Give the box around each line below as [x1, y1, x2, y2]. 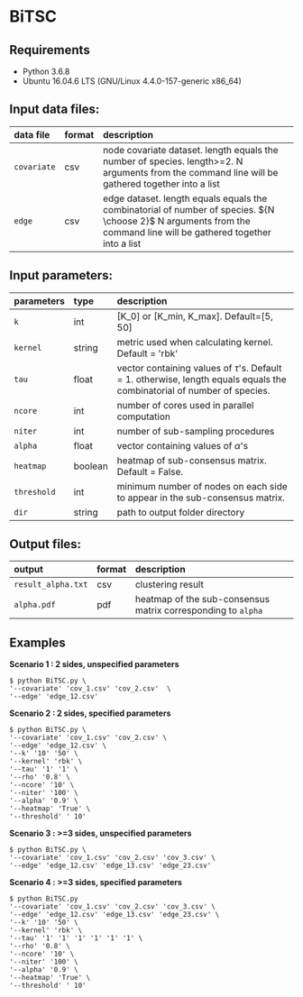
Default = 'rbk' [116, 347, 179, 360]
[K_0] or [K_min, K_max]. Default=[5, [116, 309, 273, 322]
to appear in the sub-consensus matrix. [116, 491, 286, 504]
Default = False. [116, 465, 184, 478]
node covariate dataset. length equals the [102, 143, 279, 156]
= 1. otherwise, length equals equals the [116, 372, 287, 385]
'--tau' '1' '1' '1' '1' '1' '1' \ [9, 934, 143, 943]
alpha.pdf [14, 599, 56, 610]
